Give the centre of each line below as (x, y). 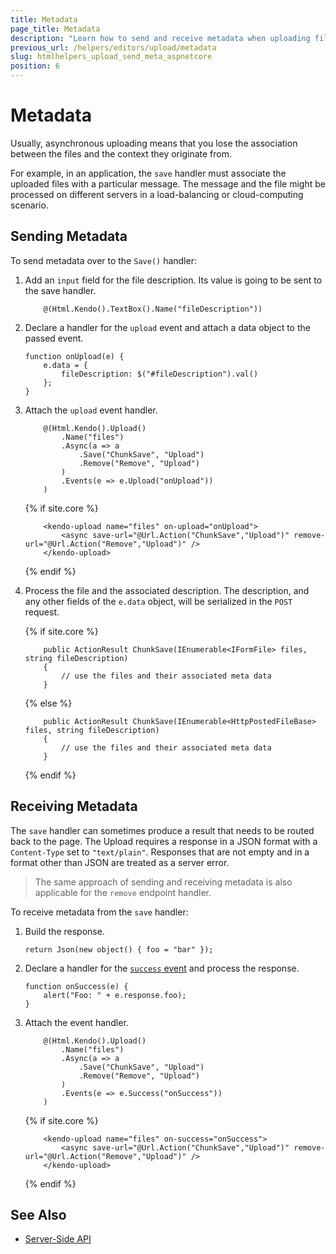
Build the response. (64, 931)
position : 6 (35, 66)
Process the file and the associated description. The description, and (167, 590)
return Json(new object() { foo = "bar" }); (119, 949)
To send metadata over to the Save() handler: (103, 260)
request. (42, 612)
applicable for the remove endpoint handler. (123, 892)
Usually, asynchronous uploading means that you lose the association (154, 143)
